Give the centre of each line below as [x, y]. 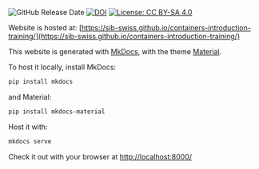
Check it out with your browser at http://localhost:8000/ [100, 156]
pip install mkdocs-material [57, 112]
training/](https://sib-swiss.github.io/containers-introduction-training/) [124, 36]
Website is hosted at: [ [45, 28]
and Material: [30, 96]
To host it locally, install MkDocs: [62, 67]
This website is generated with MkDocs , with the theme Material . [115, 51]
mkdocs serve [30, 141]
